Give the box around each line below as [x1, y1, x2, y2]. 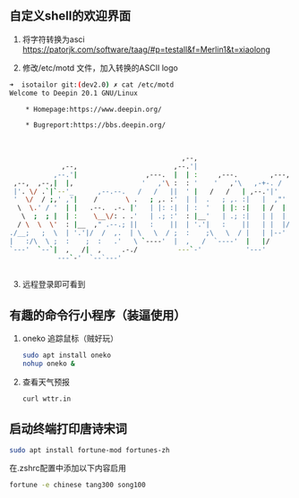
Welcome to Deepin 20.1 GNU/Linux [9, 89, 139, 97]
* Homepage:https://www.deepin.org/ [25, 105, 163, 114]
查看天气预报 [21, 376, 70, 387]
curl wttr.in [21, 394, 72, 403]
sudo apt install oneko [21, 351, 112, 360]
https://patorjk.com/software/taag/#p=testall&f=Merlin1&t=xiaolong [21, 44, 271, 55]
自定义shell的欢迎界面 [9, 8, 132, 24]
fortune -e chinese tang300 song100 [9, 481, 146, 490]
